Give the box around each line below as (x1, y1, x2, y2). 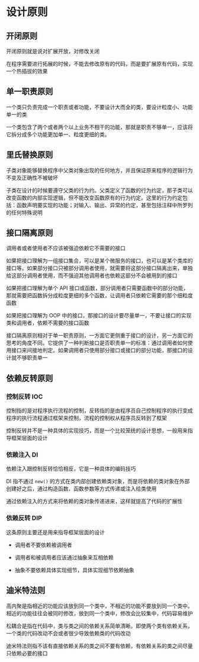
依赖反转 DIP (6, 514, 43, 522)
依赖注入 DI (6, 451, 38, 459)
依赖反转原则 (6, 373, 53, 383)
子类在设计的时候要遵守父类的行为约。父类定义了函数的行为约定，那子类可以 (6, 187, 193, 194)
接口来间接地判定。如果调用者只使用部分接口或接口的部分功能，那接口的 (11, 347, 188, 354)
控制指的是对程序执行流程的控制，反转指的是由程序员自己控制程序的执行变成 (6, 407, 193, 414)
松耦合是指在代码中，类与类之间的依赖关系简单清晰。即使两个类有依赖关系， (6, 622, 193, 629)
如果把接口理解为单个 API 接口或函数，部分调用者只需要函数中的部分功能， (6, 285, 189, 292)
